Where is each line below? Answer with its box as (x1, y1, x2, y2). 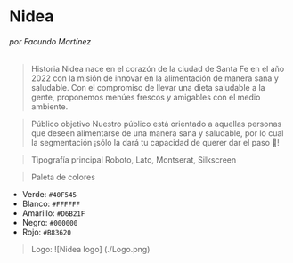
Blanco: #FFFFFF (21, 198, 80, 210)
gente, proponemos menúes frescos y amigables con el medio (30, 92, 261, 103)
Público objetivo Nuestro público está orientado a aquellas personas (30, 118, 282, 130)
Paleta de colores (30, 171, 96, 183)
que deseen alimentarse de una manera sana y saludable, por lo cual (30, 128, 284, 139)
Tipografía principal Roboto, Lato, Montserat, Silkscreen (30, 155, 237, 165)
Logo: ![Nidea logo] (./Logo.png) (30, 244, 151, 255)
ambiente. (30, 101, 69, 112)
